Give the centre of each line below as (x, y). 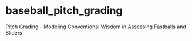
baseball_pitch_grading (64, 11)
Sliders (14, 32)
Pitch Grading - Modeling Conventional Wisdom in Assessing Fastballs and (96, 27)
